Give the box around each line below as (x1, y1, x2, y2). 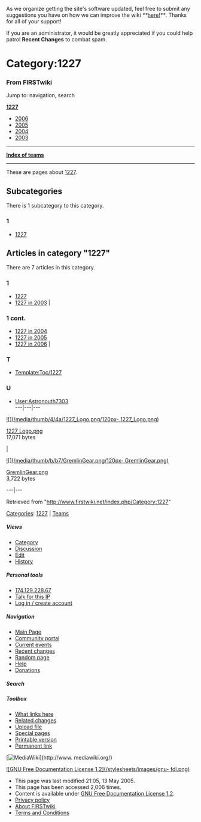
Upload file (14, 723, 42, 730)
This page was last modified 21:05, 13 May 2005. (14, 777, 136, 784)
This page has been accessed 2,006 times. (14, 783, 121, 791)
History (14, 557, 33, 565)
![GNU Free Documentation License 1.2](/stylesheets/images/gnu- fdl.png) (6, 765, 190, 773)
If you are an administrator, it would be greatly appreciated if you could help (6, 29, 193, 37)
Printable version (14, 736, 57, 743)
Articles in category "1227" (6, 248, 111, 258)
